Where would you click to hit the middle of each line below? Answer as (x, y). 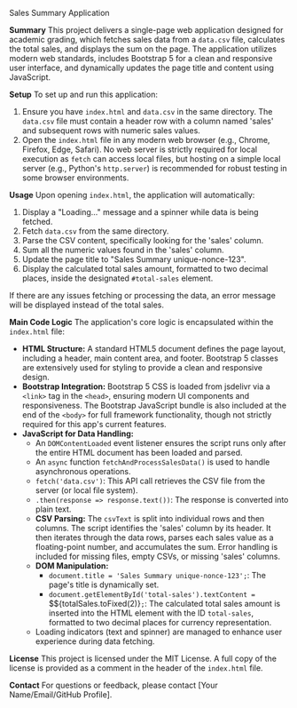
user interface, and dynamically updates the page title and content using (142, 68)
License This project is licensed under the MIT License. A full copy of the (143, 658)
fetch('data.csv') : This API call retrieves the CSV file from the (150, 481)
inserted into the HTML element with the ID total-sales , (151, 613)
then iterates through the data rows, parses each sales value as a (154, 537)
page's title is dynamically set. (104, 585)
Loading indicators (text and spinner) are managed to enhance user (158, 632)
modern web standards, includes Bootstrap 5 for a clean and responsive (141, 58)
